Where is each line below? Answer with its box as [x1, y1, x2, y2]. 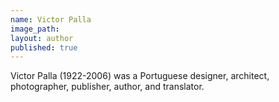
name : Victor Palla [10, 14, 92, 25]
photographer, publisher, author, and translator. [10, 81, 205, 93]
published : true [10, 42, 78, 53]
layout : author [10, 33, 74, 43]
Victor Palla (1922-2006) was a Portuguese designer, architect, [10, 70, 270, 82]
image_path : [10, 24, 60, 34]
